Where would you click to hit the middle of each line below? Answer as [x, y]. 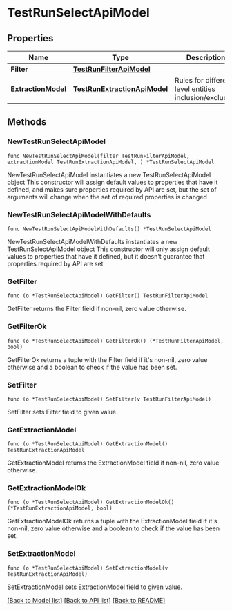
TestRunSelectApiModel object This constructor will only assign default [109, 249]
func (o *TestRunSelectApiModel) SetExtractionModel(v [88, 568]
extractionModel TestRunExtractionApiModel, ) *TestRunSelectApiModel [111, 162]
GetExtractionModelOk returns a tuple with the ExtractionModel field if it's [112, 521]
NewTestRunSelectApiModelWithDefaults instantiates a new [93, 241]
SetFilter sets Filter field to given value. [63, 412]
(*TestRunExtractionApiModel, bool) [60, 508]
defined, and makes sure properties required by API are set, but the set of [112, 189]
